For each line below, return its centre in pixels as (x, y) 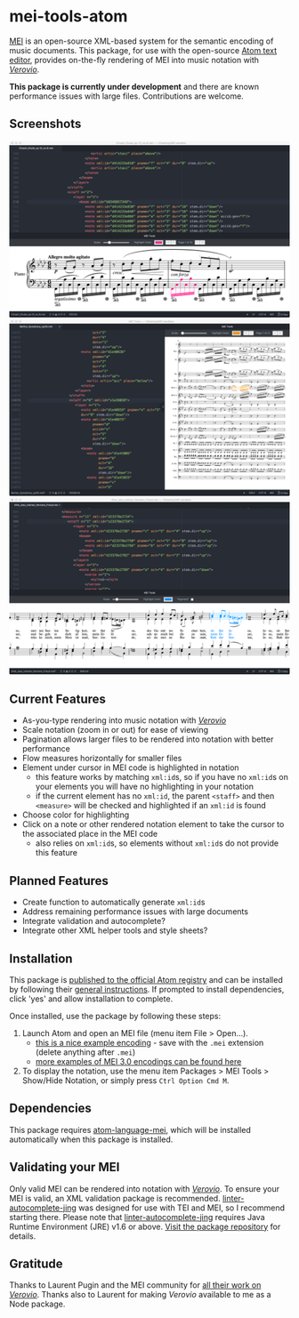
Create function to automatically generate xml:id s (113, 902)
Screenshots (45, 124)
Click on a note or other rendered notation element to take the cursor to (153, 824)
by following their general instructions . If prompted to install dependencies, (147, 990)
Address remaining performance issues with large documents (135, 912)
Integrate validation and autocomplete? (94, 921)
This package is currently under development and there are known (134, 86)
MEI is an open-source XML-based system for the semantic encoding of (141, 41)
